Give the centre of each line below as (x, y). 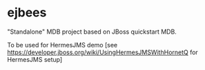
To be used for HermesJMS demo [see (62, 45)
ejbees (27, 13)
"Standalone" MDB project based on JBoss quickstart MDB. (92, 32)
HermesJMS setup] (35, 59)
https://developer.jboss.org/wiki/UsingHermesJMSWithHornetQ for (102, 52)
